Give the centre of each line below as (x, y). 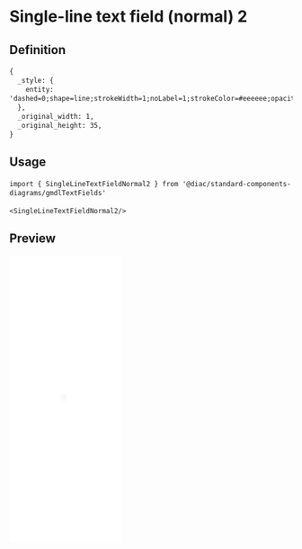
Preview (33, 239)
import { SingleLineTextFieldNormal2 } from (94, 184)
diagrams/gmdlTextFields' (58, 193)
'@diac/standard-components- (237, 184)
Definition (37, 50)
